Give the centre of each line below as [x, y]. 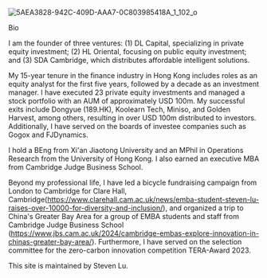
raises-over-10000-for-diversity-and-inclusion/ [86, 208]
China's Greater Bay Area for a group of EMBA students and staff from [124, 216]
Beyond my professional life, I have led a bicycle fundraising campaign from [133, 182]
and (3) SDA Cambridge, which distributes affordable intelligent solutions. [129, 60]
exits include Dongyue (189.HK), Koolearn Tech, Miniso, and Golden [120, 109]
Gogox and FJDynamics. [49, 135]
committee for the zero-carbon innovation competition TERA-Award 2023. [130, 250]
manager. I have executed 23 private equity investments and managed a [127, 92]
